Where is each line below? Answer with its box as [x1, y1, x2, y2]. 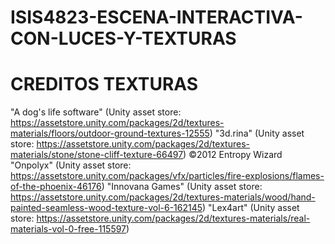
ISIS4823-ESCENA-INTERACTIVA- [10, 6, 303, 29]
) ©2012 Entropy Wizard [183, 149, 283, 161]
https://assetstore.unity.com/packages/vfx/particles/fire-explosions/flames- [10, 170, 325, 182]
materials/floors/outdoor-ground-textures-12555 [10, 127, 210, 140]
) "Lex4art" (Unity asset [202, 202, 300, 214]
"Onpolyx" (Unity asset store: [10, 159, 132, 171]
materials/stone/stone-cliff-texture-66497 [10, 149, 184, 161]
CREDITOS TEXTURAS [10, 73, 199, 96]
